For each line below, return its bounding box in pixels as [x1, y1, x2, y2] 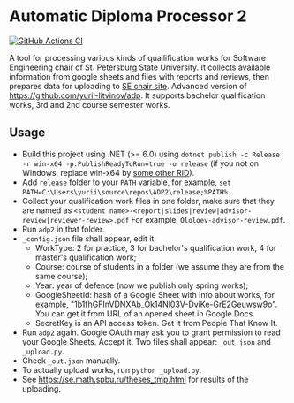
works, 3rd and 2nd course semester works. [9, 99, 170, 110]
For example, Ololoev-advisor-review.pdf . [131, 214, 286, 224]
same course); [34, 270, 88, 281]
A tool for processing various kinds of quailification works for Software [9, 52, 267, 63]
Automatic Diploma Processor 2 [9, 6, 247, 27]
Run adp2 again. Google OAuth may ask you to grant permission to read [21, 327, 281, 338]
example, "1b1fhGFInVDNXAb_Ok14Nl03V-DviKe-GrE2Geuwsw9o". [34, 299, 278, 309]
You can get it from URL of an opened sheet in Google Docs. [34, 308, 256, 319]
